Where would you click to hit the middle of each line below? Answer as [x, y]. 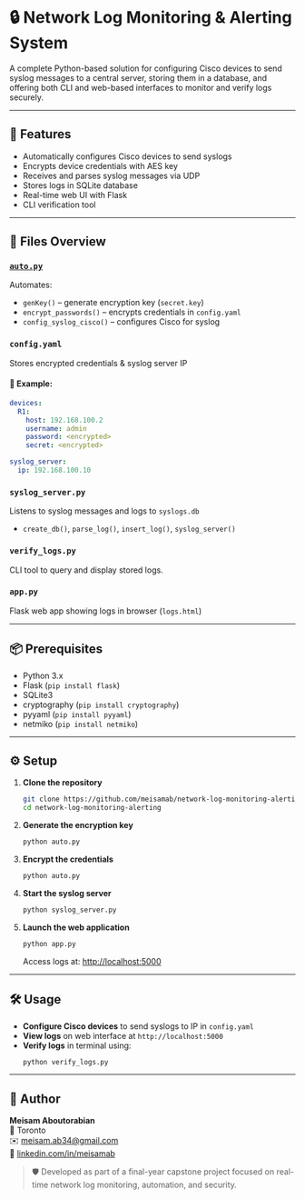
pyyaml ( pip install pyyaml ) [77, 714]
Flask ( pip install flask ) [71, 685]
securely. [26, 97]
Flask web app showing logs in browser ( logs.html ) [106, 611]
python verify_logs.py [65, 1062]
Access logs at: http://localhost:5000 [92, 961]
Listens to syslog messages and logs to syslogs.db [104, 511]
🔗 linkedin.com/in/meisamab [63, 1154]
